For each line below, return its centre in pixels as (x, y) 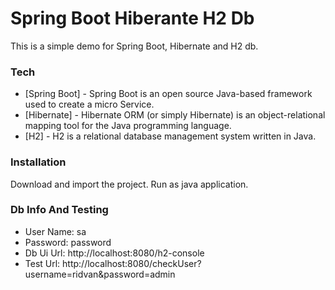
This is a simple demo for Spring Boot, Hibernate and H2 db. (134, 46)
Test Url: (42, 263)
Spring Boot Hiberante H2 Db (132, 18)
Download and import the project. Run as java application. (129, 184)
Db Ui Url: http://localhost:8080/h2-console (114, 253)
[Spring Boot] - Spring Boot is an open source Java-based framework (168, 94)
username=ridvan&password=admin (100, 274)
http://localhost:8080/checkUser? (132, 263)
